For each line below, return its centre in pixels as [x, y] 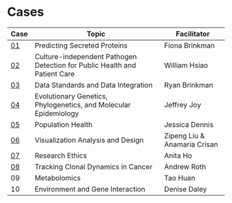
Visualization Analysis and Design [89, 140]
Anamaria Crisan [191, 144]
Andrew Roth [185, 167]
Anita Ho [178, 156]
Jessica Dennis [189, 125]
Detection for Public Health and [85, 65]
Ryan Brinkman [188, 85]
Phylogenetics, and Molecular [83, 105]
